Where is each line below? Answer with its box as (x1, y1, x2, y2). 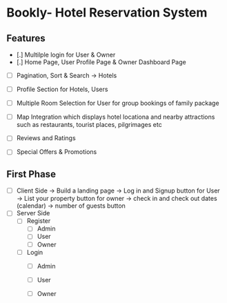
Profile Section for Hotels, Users (16, 85, 108, 94)
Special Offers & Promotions (16, 148, 97, 156)
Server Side (16, 209, 50, 217)
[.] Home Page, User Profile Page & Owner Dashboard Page (16, 58, 187, 66)
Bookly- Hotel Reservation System (6, 5, 208, 21)
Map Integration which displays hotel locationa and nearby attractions (16, 113, 215, 121)
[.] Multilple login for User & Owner (16, 50, 116, 59)
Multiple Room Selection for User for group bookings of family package (16, 99, 219, 108)
